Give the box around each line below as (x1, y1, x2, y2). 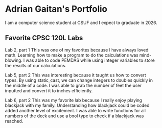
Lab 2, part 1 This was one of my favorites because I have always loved (5, 47, 149, 52)
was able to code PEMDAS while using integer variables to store (25, 57, 155, 63)
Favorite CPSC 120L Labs (5, 34, 83, 42)
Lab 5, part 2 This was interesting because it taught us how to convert (5, 72, 146, 78)
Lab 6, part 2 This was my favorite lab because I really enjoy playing (5, 97, 142, 103)
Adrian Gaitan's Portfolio (5, 3, 108, 15)
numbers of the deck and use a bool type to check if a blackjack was (5, 113, 144, 119)
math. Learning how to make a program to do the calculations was (5, 52, 139, 58)
